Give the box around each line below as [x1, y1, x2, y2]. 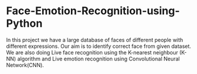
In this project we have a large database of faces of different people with [6, 36, 183, 43]
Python [6, 17, 43, 30]
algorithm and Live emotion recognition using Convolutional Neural [17, 55, 180, 62]
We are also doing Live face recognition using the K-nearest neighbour [6, 49, 179, 56]
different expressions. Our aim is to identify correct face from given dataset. [6, 43, 191, 50]
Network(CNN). [6, 61, 44, 69]
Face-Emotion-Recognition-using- [6, 4, 180, 18]
